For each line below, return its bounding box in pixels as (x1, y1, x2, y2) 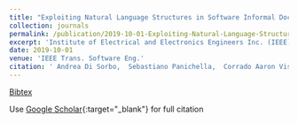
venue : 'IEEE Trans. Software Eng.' (9, 54, 145, 63)
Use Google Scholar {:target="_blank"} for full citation (9, 104, 204, 114)
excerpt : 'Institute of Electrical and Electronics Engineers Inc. (9, 37, 264, 47)
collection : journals (9, 21, 90, 30)
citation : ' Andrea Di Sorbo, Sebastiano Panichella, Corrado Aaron (9, 63, 276, 72)
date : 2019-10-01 (9, 46, 74, 55)
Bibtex (9, 86, 33, 97)
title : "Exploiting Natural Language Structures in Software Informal (9, 12, 276, 22)
